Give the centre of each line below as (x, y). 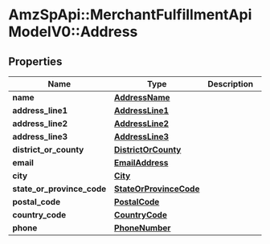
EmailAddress (141, 163)
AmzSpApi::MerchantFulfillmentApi (130, 15)
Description (231, 84)
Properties (35, 61)
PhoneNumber (142, 228)
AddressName (142, 98)
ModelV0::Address (73, 32)
